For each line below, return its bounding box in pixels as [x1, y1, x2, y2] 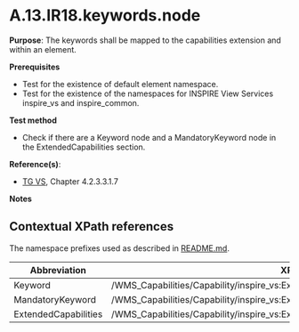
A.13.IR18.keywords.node [9, 5, 201, 26]
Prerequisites [9, 61, 61, 72]
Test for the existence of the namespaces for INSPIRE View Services [21, 88, 274, 99]
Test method [9, 115, 58, 126]
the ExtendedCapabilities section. [21, 142, 146, 152]
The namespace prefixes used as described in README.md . [9, 242, 230, 254]
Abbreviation [29, 263, 87, 276]
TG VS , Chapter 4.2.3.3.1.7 [21, 175, 118, 187]
